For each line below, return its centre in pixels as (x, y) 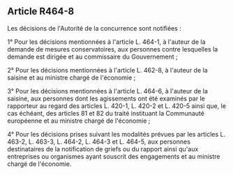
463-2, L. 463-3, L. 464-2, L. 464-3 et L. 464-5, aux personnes (99, 142)
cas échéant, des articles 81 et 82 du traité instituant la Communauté (106, 113)
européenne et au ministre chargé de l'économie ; (79, 121)
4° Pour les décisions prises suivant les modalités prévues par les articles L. (116, 134)
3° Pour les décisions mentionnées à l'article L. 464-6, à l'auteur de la (107, 91)
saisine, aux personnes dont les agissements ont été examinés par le (106, 98)
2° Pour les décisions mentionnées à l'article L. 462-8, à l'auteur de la (107, 70)
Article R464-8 (41, 12)
